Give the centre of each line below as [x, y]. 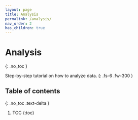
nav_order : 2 [18, 23]
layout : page [18, 10]
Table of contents [33, 91]
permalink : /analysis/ [28, 19]
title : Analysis [22, 14]
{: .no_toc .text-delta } [27, 103]
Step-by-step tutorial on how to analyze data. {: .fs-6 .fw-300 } [69, 76]
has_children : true [25, 28]
